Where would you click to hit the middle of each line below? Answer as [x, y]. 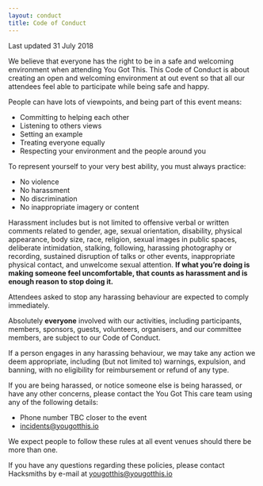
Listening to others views [61, 125]
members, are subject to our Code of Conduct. [84, 337]
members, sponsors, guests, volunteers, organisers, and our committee [125, 329]
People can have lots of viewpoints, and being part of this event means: [125, 102]
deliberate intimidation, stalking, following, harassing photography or [120, 248]
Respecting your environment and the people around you [112, 151]
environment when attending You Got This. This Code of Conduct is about [129, 69]
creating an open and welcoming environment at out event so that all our [127, 78]
